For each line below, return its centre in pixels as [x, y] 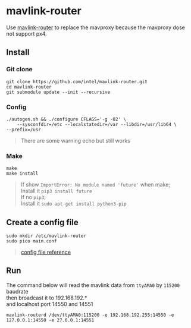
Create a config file [42, 222]
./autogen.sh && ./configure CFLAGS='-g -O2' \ [66, 119]
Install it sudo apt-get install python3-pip [73, 204]
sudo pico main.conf [32, 241]
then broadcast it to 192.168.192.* [47, 298]
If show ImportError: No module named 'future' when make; [95, 185]
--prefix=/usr [24, 130]
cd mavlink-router [29, 87]
